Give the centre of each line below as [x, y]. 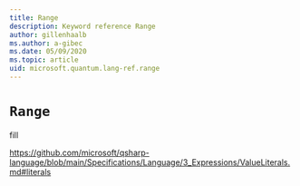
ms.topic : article [44, 60]
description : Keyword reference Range [82, 26]
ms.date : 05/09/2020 [48, 52]
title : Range [34, 18]
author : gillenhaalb [48, 34]
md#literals [30, 171]
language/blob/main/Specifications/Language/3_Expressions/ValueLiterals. [150, 162]
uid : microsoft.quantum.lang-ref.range [85, 69]
